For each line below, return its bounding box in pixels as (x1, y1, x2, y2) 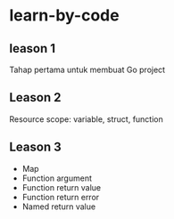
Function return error (21, 191, 100, 202)
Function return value (21, 182, 101, 192)
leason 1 (9, 41, 56, 56)
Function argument (21, 173, 92, 183)
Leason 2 (9, 90, 62, 105)
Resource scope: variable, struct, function (9, 113, 163, 125)
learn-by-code (9, 5, 120, 26)
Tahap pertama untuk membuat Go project (9, 64, 166, 75)
